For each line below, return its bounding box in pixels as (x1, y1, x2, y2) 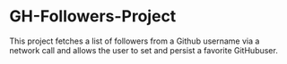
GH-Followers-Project (9, 6, 177, 27)
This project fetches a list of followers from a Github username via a (9, 36, 260, 46)
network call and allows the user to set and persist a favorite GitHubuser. (9, 44, 278, 55)
